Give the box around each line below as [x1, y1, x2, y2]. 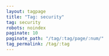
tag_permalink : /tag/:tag [6, 41, 70, 47]
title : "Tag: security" [6, 14, 65, 20]
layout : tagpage [6, 8, 46, 15]
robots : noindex [6, 24, 46, 31]
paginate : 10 [6, 30, 38, 36]
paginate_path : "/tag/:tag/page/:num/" [6, 36, 104, 41]
